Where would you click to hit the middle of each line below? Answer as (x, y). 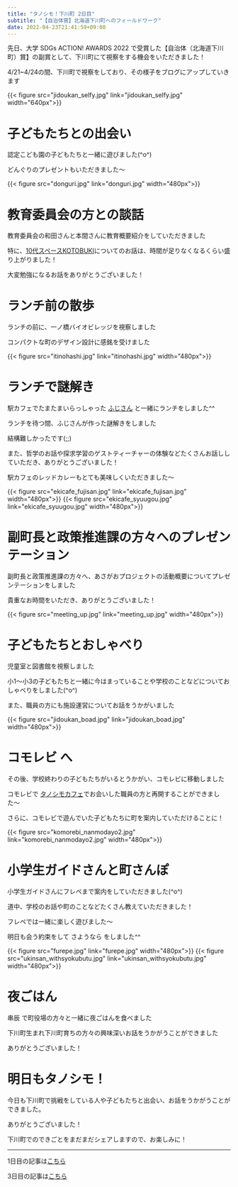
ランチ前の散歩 (51, 306)
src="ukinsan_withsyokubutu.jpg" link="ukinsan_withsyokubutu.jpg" (107, 958)
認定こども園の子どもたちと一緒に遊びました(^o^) (80, 155)
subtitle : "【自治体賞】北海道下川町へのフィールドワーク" (84, 21)
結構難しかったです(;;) (40, 438)
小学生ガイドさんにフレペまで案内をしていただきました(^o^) (95, 891)
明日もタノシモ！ (57, 1079)
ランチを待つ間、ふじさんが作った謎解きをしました (82, 424)
